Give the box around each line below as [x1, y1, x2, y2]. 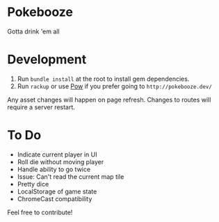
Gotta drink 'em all [7, 27, 60, 35]
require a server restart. [7, 102, 75, 111]
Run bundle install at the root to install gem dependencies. [17, 74, 190, 83]
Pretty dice [17, 180, 49, 188]
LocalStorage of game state [17, 187, 97, 196]
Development [7, 51, 87, 68]
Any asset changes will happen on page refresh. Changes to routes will [7, 95, 211, 104]
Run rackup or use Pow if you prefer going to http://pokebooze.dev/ [17, 81, 212, 90]
